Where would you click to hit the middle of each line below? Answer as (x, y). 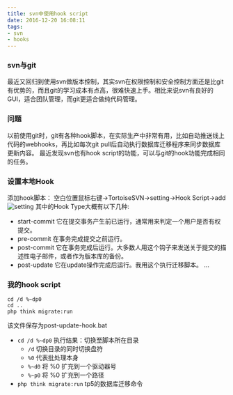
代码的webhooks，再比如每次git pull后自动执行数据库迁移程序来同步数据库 (114, 144)
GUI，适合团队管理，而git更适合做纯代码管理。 (74, 99)
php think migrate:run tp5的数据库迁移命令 (80, 384)
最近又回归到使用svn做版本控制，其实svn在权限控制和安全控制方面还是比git (115, 82)
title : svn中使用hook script (48, 14)
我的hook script (34, 284)
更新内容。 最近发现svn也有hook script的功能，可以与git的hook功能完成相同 (116, 153)
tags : (15, 26)
